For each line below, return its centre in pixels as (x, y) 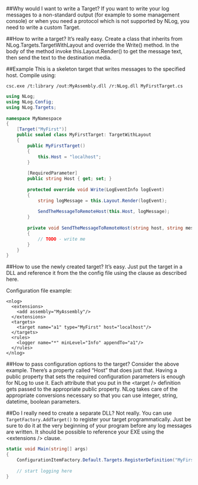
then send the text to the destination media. (59, 58)
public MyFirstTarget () (56, 146)
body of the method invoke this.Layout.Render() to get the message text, (94, 51)
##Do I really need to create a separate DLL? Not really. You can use (89, 413)
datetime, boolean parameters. (43, 402)
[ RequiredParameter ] (52, 173)
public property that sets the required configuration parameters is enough (96, 376)
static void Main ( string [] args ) (47, 449)
